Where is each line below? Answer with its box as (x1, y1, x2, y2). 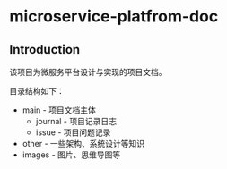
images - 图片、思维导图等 (22, 149, 121, 160)
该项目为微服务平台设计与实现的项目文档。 (9, 67, 167, 77)
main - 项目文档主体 (22, 105, 96, 115)
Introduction (9, 42, 81, 57)
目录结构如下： (9, 86, 65, 96)
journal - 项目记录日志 (35, 116, 117, 126)
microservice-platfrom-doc (9, 6, 219, 27)
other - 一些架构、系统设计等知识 (22, 139, 145, 148)
